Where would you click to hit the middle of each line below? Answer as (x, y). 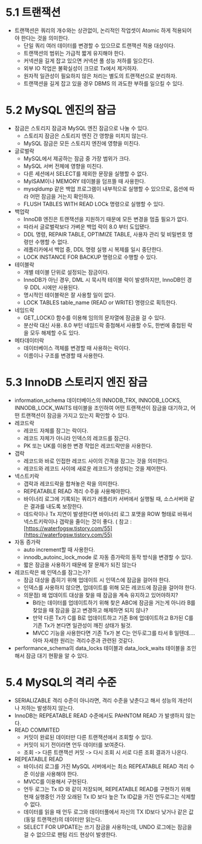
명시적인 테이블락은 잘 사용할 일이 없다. (70, 295)
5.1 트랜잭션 (33, 12)
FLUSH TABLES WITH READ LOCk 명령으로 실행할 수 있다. (94, 204)
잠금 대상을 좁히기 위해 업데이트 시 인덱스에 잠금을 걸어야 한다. (97, 580)
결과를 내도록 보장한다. (57, 506)
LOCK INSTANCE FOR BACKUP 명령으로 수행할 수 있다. (90, 257)
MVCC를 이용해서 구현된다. (56, 781)
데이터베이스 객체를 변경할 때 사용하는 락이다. (77, 348)
